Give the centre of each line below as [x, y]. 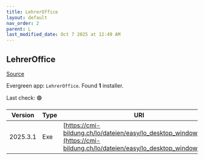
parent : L [19, 29]
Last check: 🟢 [24, 97]
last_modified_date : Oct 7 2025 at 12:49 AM [63, 35]
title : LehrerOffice [32, 12]
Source [15, 74]
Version [23, 115]
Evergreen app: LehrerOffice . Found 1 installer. [65, 85]
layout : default [27, 18]
